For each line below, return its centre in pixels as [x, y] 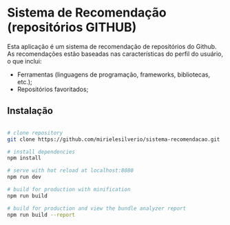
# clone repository [35, 133]
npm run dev [24, 177]
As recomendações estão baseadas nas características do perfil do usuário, [115, 54]
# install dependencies [41, 152]
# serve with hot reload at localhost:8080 [71, 170]
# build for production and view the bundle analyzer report [97, 208]
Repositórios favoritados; [53, 89]
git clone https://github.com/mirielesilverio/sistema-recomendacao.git [114, 139]
